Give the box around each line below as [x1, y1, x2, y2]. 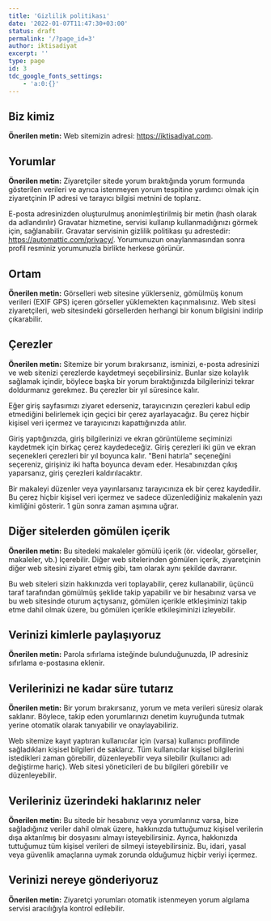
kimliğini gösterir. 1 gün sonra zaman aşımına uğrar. [8, 501, 180, 510]
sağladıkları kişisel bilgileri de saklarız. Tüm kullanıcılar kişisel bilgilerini [8, 744, 244, 754]
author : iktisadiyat [8, 42, 78, 50]
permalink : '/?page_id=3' [8, 34, 95, 43]
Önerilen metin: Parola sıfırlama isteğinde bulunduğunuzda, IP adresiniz [8, 650, 249, 659]
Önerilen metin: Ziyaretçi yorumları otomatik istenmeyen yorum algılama [8, 894, 250, 904]
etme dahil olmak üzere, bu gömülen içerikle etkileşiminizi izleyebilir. [8, 604, 236, 614]
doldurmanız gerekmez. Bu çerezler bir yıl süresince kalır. [8, 385, 200, 394]
